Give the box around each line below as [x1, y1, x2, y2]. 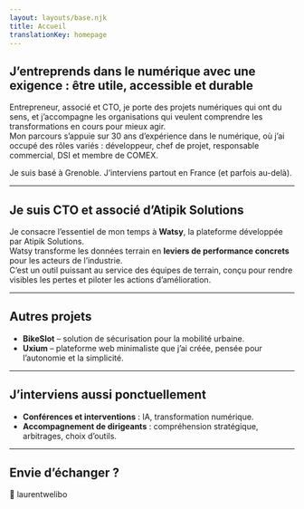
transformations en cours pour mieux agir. [9, 121, 166, 132]
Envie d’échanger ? [9, 466, 119, 481]
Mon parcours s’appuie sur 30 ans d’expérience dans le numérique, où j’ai [9, 130, 285, 141]
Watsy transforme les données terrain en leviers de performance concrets [9, 245, 290, 256]
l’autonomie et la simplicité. [22, 352, 124, 363]
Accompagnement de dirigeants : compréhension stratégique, [22, 420, 259, 431]
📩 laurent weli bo [9, 489, 68, 500]
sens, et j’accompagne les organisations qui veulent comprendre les [9, 111, 263, 122]
